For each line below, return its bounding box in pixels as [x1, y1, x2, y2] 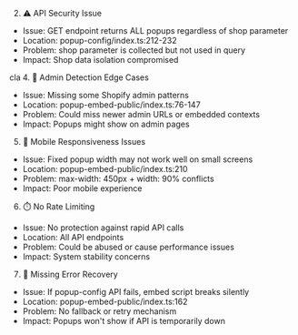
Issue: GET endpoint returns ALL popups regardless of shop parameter [22, 25, 289, 36]
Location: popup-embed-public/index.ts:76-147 [22, 99, 202, 110]
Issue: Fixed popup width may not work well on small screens [22, 154, 253, 165]
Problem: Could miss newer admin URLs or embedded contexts [22, 109, 261, 119]
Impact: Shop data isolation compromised [22, 55, 179, 65]
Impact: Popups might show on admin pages [22, 118, 190, 129]
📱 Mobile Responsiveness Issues [22, 137, 146, 147]
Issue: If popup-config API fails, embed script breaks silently [22, 287, 250, 297]
